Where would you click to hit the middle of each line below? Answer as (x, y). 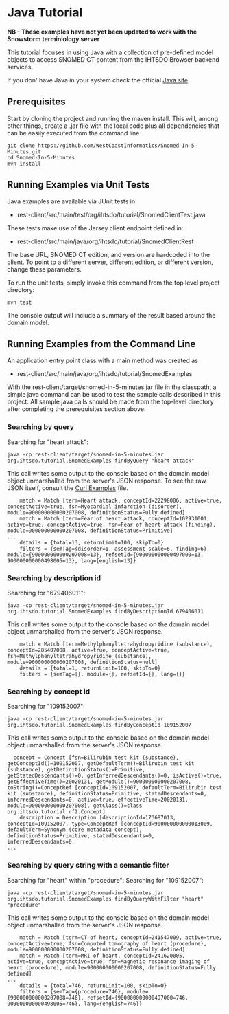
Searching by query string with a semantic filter (88, 866)
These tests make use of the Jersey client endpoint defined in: (95, 228)
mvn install (24, 164)
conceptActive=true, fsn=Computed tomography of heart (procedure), (107, 943)
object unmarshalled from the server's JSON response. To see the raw (107, 481)
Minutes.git (24, 152)
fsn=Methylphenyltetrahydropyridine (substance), (80, 656)
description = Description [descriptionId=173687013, (98, 818)
